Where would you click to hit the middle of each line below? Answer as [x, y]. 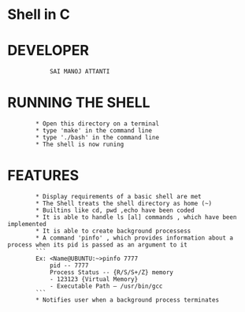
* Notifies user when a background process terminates [128, 300]
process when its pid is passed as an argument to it [98, 245]
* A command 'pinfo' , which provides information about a [135, 238]
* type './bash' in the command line [97, 138]
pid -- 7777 [69, 266]
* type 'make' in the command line [94, 131]
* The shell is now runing [80, 145]
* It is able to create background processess [113, 231]
